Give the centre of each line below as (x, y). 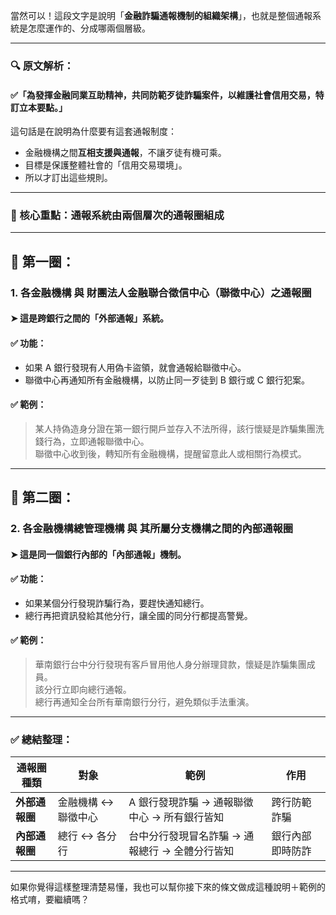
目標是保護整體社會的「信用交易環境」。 (106, 165)
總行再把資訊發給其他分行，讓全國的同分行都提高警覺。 (138, 615)
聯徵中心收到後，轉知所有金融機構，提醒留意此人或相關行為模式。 (170, 453)
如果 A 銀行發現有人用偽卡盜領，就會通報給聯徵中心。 (135, 367)
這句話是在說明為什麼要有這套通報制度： (93, 131)
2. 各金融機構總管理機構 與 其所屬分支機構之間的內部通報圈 (152, 529)
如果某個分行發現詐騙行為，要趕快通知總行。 (117, 603)
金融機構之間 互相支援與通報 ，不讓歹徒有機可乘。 (125, 153)
